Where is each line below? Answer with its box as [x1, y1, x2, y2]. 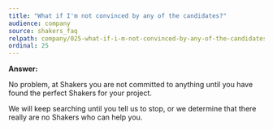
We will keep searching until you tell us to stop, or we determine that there [8, 104, 257, 114]
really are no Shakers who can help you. [8, 112, 143, 122]
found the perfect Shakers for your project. [8, 88, 153, 98]
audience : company [8, 19, 71, 27]
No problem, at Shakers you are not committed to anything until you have [8, 80, 253, 90]
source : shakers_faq [8, 27, 79, 35]
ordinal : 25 [8, 42, 49, 50]
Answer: [8, 64, 38, 73]
